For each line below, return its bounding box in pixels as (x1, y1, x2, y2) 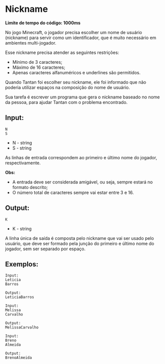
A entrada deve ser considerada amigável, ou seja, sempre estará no (12, 179, 153, 185)
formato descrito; (12, 184, 48, 190)
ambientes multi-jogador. (5, 40, 56, 45)
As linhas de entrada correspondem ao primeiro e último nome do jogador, (5, 154, 158, 160)
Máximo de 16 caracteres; (12, 64, 65, 70)
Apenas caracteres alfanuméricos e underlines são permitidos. (12, 69, 141, 75)
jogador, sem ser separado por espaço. (5, 246, 86, 252)
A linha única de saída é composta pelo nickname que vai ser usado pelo (5, 235, 154, 241)
